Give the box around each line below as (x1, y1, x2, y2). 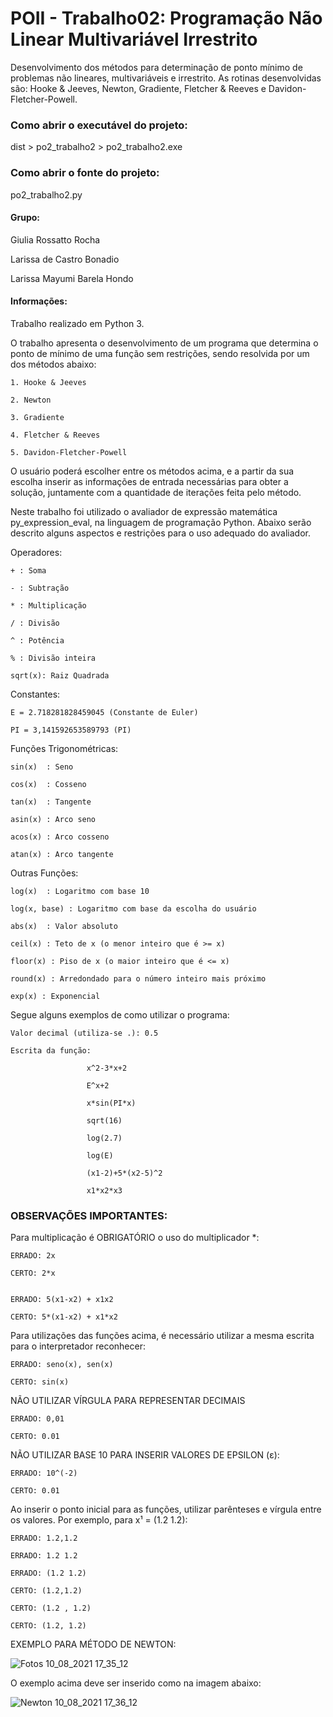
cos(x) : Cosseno (10, 779, 87, 789)
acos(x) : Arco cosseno (10, 832, 110, 842)
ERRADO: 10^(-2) (10, 1468, 78, 1479)
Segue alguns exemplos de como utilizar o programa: (10, 1008, 230, 1021)
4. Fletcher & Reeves (10, 430, 101, 440)
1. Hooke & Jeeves (10, 377, 87, 387)
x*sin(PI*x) (86, 1098, 137, 1108)
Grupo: (10, 212, 41, 224)
